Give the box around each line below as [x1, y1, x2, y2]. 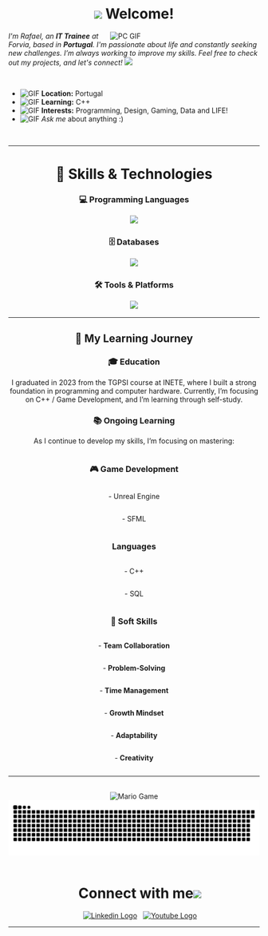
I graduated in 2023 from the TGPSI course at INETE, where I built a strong [11, 377, 257, 387]
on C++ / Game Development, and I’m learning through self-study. [25, 395, 243, 404]
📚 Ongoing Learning [93, 414, 175, 426]
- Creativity [114, 752, 154, 763]
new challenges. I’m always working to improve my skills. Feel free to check [8, 48, 258, 58]
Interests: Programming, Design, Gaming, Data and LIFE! [41, 105, 229, 115]
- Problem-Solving [102, 663, 166, 672]
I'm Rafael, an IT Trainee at [8, 31, 99, 41]
